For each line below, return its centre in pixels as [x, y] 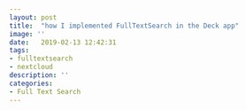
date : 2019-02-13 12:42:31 [63, 42]
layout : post [33, 17]
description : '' [39, 75]
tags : [19, 51]
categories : [31, 83]
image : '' [27, 34]
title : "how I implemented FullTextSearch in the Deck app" [124, 26]
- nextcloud [31, 67]
